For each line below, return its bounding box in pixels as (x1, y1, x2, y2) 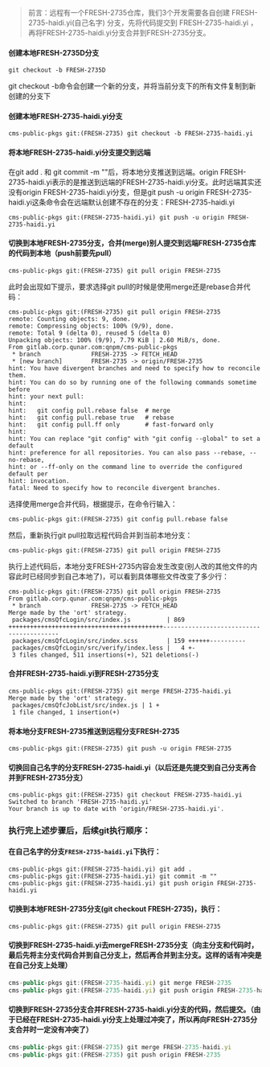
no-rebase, (8, 455, 45, 463)
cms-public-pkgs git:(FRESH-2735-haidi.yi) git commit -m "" (8, 872, 218, 880)
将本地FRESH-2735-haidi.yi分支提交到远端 (8, 148, 151, 157)
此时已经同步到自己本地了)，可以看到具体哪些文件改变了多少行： (14, 571, 230, 581)
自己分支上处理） (14, 961, 72, 970)
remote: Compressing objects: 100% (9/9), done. (8, 322, 174, 330)
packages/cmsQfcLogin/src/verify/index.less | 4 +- (11, 644, 196, 652)
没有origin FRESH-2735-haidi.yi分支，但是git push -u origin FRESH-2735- (8, 187, 252, 196)
